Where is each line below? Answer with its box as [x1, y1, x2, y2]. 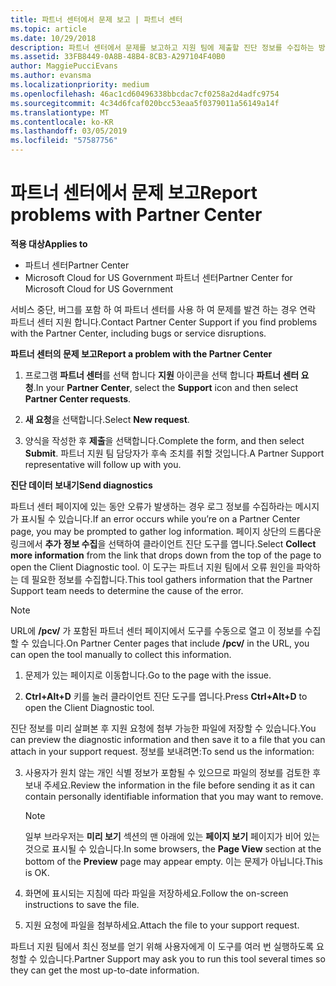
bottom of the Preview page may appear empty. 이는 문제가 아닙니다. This [24, 855, 323, 867]
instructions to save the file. [24, 898, 140, 910]
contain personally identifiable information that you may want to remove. [24, 790, 324, 802]
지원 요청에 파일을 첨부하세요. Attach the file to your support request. [24, 919, 300, 931]
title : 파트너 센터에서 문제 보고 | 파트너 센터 [10, 14, 183, 25]
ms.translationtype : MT [10, 107, 110, 118]
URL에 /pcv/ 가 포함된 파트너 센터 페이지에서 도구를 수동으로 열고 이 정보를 [10, 624, 303, 636]
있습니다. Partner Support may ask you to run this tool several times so [39, 952, 326, 965]
